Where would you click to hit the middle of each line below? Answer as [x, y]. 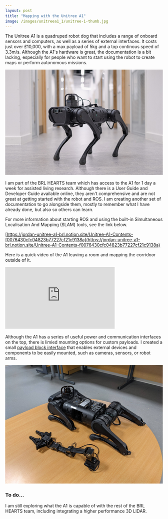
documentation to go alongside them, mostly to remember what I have [77, 204]
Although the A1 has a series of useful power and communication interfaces [83, 337]
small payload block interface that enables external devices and [71, 348]
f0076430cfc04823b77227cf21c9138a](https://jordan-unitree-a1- [73, 240]
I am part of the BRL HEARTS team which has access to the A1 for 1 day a [80, 183]
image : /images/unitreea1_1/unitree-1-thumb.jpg [57, 21]
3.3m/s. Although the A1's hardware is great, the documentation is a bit [78, 52]
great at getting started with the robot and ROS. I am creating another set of [83, 199]
